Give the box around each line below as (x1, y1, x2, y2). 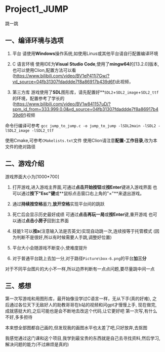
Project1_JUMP (5, 3, 69, 15)
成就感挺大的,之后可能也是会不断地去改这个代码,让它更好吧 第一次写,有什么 (5, 308, 158, 314)
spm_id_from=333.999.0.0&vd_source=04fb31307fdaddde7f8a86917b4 (12, 106, 159, 112)
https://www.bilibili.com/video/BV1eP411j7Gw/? (14, 73, 110, 79)
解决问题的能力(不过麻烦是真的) (5, 342, 69, 348)
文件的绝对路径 (5, 144, 36, 150)
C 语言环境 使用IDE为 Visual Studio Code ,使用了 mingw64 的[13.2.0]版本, (12, 61, 159, 67)
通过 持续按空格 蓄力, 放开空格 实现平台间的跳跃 (12, 201, 105, 206)
